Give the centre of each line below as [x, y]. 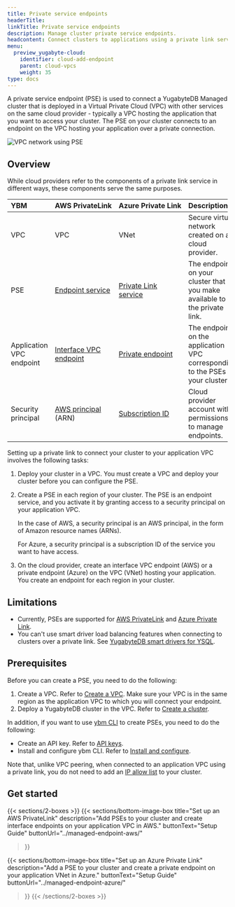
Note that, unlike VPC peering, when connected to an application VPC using [116, 764]
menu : [15, 46]
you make [204, 290]
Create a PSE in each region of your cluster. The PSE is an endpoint [114, 495]
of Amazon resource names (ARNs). [69, 531]
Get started [33, 794]
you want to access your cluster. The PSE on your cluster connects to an [112, 121]
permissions [208, 418]
